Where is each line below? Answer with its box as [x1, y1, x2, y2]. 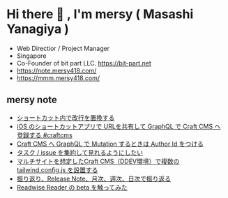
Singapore [16, 52, 47, 60]
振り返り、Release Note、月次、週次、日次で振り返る [16, 174, 172, 183]
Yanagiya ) [6, 21, 69, 37]
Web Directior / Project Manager [16, 44, 109, 52]
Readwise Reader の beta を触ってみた [16, 183, 128, 191]
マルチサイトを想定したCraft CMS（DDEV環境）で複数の [16, 157, 180, 165]
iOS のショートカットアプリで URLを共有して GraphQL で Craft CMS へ [16, 122, 221, 130]
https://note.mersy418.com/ [16, 66, 97, 75]
